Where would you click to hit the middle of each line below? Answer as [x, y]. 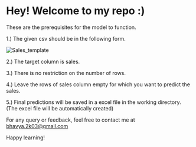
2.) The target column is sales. [43, 61]
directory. [169, 102]
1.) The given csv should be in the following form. [66, 38]
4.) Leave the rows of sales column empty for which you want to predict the [98, 84]
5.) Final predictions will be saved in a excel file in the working [81, 102]
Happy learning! [26, 138]
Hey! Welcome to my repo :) [76, 11]
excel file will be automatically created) [66, 108]
